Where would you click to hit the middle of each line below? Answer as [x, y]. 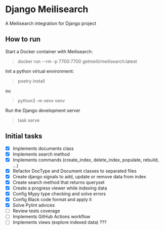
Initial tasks [24, 136]
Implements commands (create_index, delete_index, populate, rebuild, [86, 160]
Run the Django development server [43, 110]
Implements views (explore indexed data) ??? [59, 222]
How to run [23, 39]
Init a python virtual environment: [40, 71]
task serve [29, 120]
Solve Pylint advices [34, 205]
